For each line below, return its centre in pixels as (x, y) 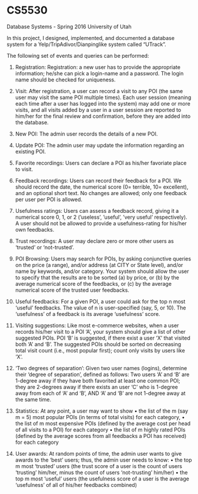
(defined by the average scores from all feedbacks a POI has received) (101, 436)
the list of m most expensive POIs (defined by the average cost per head (103, 423)
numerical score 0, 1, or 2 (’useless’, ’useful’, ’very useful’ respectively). (101, 217)
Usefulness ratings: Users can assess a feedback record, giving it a (97, 210)
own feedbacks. (35, 229)
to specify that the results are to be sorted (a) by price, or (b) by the (97, 277)
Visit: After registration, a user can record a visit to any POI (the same (99, 91)
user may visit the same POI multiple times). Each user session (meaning (103, 97)
